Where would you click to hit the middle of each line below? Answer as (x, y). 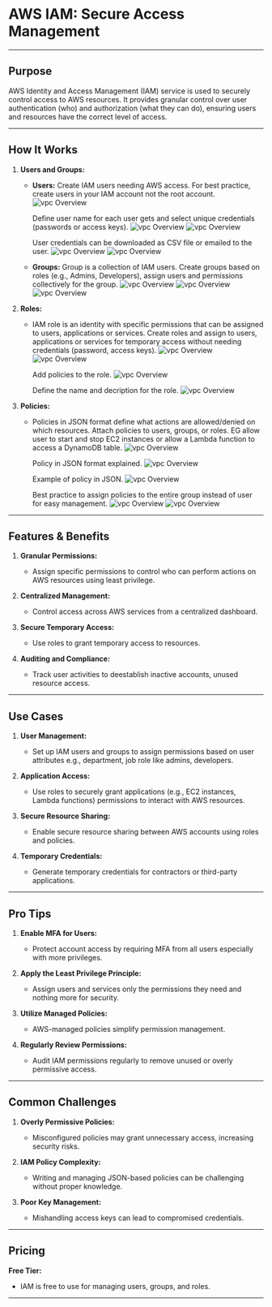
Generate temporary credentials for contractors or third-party (135, 872)
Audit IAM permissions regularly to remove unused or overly (132, 1061)
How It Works (43, 150)
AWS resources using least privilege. (93, 580)
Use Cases (36, 716)
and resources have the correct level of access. (88, 116)
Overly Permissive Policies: (67, 1122)
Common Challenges (62, 1102)
